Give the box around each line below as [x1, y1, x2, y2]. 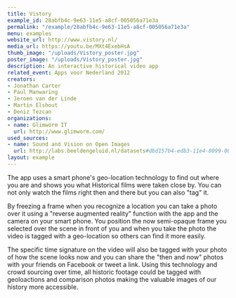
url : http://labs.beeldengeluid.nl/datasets [13, 148, 146, 155]
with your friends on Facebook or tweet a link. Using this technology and [7, 260, 218, 268]
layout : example [7, 154, 55, 162]
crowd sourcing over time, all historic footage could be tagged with [7, 268, 202, 276]
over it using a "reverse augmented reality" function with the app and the [7, 209, 218, 218]
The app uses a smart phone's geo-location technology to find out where [7, 173, 219, 181]
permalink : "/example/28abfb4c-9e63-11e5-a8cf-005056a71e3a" [7, 23, 190, 30]
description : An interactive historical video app [7, 63, 159, 70]
